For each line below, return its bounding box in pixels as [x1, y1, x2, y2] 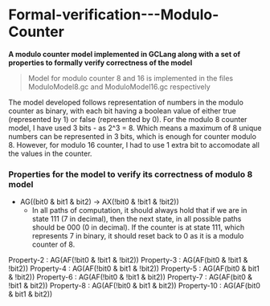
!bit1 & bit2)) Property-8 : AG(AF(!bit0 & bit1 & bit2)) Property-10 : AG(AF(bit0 [8, 281, 261, 291]
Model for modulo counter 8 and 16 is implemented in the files [27, 73, 234, 83]
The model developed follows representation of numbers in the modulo [8, 97, 243, 107]
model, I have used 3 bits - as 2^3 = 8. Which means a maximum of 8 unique [8, 123, 263, 133]
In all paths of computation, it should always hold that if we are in [31, 206, 247, 215]
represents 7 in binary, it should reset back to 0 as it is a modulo [31, 231, 244, 241]
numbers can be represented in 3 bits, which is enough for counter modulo [8, 131, 257, 141]
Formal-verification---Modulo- [8, 6, 219, 24]
